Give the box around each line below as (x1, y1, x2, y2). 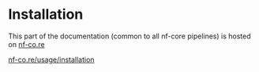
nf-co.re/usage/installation (8, 55, 95, 64)
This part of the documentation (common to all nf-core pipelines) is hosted (8, 31, 251, 41)
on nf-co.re (8, 39, 45, 49)
